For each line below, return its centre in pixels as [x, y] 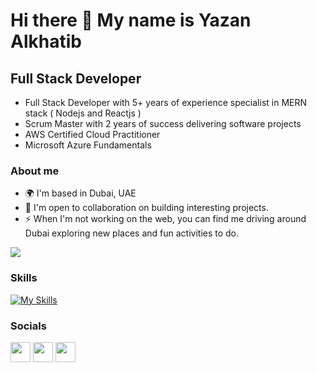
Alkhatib [46, 41]
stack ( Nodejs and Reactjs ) [83, 113]
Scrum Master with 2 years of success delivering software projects [163, 123]
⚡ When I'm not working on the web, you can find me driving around [165, 219]
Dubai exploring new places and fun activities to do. [132, 233]
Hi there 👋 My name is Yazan [131, 20]
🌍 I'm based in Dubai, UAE [80, 193]
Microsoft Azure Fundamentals [88, 145]
